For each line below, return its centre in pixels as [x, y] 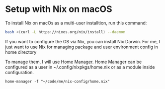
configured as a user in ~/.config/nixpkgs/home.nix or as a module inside [80, 67]
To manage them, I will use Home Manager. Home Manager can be [74, 62]
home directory [21, 52]
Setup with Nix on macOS [59, 9]
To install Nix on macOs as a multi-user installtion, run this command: [76, 23]
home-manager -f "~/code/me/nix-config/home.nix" [58, 81]
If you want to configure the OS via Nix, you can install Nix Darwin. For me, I [83, 41]
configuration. [19, 72]
